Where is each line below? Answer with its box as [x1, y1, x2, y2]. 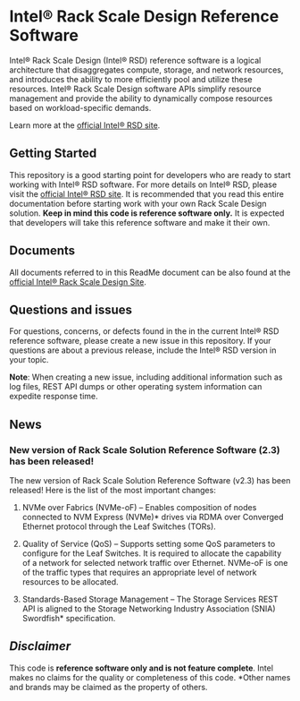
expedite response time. [9, 391, 98, 402]
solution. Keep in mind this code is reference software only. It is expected [9, 208, 285, 218]
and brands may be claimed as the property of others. [9, 681, 208, 692]
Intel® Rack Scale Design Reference [9, 6, 279, 27]
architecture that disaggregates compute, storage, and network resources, [9, 64, 284, 75]
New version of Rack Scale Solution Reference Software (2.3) [9, 443, 280, 456]
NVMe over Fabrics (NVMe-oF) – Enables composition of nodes [21, 502, 257, 513]
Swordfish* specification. [21, 613, 116, 624]
